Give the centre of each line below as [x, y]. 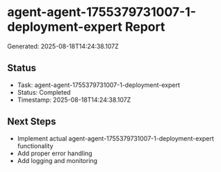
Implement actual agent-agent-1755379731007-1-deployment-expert [115, 138]
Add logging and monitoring [57, 160]
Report [145, 27]
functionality [35, 146]
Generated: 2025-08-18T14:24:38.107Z [63, 46]
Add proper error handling [55, 153]
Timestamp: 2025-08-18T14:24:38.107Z [74, 100]
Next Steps [32, 122]
